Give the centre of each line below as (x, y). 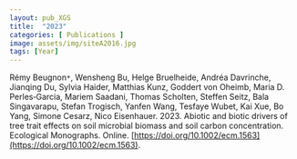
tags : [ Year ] (34, 52)
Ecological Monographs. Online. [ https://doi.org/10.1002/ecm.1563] (135, 135)
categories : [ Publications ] (67, 35)
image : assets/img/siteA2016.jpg (73, 43)
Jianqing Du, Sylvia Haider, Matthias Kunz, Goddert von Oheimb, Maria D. (147, 87)
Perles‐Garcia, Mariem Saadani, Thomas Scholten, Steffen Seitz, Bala (139, 97)
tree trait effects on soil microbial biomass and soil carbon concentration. (147, 126)
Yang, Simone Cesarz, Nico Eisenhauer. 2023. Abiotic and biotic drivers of (149, 116)
